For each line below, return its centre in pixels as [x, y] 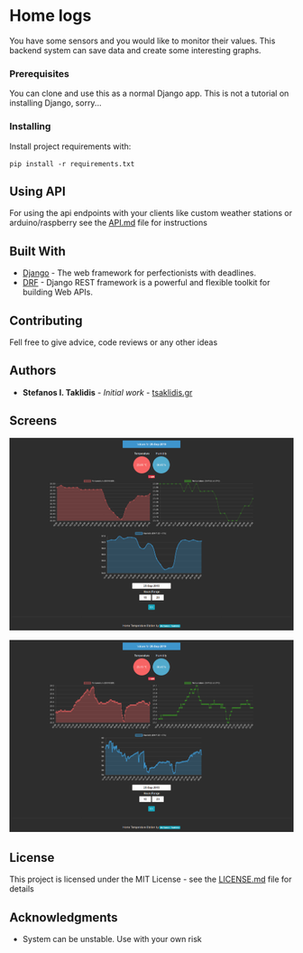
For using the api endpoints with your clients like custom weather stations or [151, 213]
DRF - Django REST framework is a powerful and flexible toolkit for [146, 283]
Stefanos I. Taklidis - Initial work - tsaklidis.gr [107, 392]
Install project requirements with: [70, 146]
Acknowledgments [64, 917]
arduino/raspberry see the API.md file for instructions [108, 223]
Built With [37, 251]
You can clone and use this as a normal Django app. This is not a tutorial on [149, 93]
